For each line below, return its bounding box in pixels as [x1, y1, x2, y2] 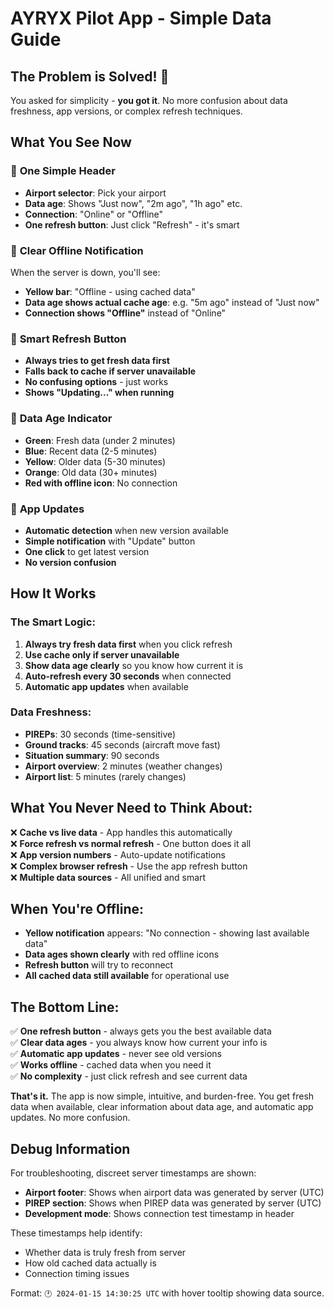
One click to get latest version [24, 545, 150, 557]
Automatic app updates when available [24, 680, 189, 692]
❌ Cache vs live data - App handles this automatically [10, 826, 233, 838]
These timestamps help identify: [10, 1227, 143, 1239]
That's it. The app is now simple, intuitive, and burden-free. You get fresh [10, 1090, 315, 1102]
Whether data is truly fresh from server [24, 1247, 187, 1259]
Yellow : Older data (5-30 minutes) [24, 455, 167, 467]
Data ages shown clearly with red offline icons [24, 948, 220, 961]
